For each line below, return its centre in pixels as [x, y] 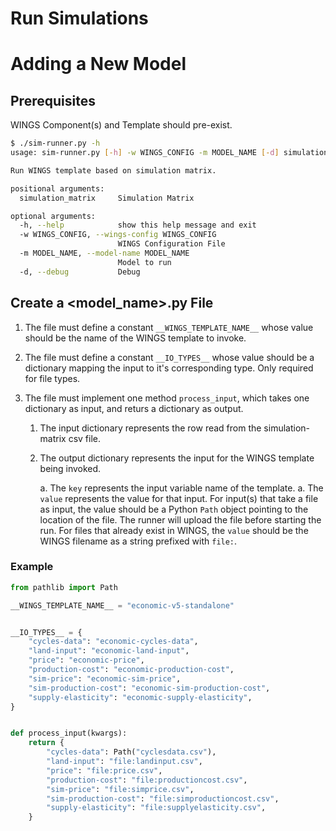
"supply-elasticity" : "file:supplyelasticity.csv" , [156, 808]
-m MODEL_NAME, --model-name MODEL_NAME [104, 253]
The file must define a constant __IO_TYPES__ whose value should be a [169, 357]
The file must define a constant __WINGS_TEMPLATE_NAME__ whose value [169, 327]
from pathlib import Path [64, 587]
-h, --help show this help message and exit [138, 225]
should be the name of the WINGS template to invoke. [135, 338]
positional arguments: [57, 188]
